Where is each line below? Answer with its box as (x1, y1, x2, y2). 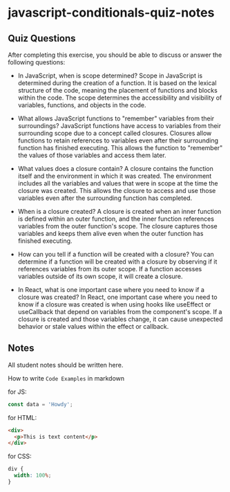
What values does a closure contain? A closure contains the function (17, 165, 213, 172)
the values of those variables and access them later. (17, 151, 166, 159)
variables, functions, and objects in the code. (17, 101, 146, 109)
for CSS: (8, 452, 32, 461)
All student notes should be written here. (8, 361, 124, 369)
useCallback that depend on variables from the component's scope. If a (17, 308, 222, 316)
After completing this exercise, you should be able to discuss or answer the (8, 51, 222, 59)
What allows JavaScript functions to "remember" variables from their (17, 114, 215, 122)
